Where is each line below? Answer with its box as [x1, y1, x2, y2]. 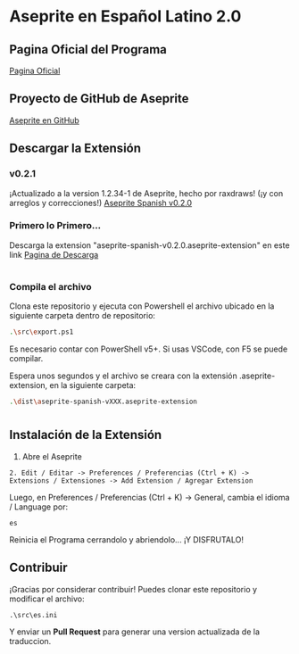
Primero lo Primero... [9, 219, 102, 232]
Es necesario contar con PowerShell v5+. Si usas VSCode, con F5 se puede [9, 344, 288, 354]
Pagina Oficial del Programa [9, 42, 168, 57]
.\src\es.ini [9, 610, 58, 619]
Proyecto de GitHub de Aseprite [9, 91, 189, 106]
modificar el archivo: [9, 593, 85, 604]
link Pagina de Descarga [9, 249, 99, 260]
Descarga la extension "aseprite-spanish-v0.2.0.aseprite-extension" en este [9, 239, 290, 251]
